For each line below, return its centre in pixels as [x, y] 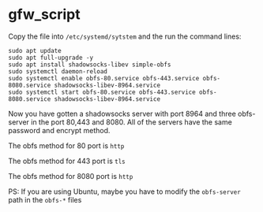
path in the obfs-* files [45, 199]
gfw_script [44, 15]
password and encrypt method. [59, 130]
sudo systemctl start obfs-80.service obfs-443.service [102, 92]
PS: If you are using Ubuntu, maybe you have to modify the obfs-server [124, 192]
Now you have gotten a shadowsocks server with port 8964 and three [122, 113]
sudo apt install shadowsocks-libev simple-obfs [90, 65]
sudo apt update [35, 50]
